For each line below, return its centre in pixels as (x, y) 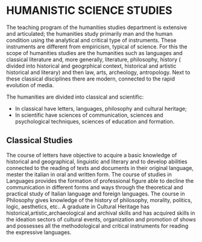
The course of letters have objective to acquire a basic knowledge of (92, 155)
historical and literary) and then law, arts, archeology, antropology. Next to (98, 72)
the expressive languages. (39, 232)
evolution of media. (30, 85)
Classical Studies (39, 141)
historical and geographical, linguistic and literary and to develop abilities (97, 162)
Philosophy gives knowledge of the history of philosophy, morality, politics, (99, 200)
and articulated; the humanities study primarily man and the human (90, 33)
